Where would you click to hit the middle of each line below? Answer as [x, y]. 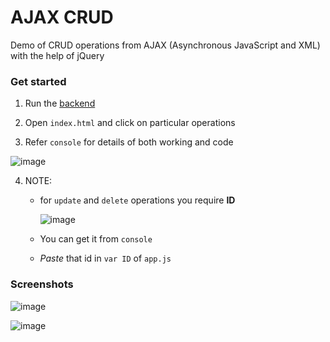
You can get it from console [96, 239]
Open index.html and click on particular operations [130, 123]
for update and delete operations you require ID [137, 200]
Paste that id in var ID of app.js [105, 258]
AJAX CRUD [62, 17]
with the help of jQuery [57, 55]
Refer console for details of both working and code [129, 142]
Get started [38, 81]
